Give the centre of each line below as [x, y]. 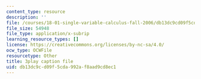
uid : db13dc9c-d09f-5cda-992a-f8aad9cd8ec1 [61, 67]
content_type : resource [36, 12]
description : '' [26, 17]
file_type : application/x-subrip [48, 34]
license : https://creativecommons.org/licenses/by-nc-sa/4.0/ [85, 45]
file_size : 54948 [28, 28]
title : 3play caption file [40, 61]
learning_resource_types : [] [42, 39]
